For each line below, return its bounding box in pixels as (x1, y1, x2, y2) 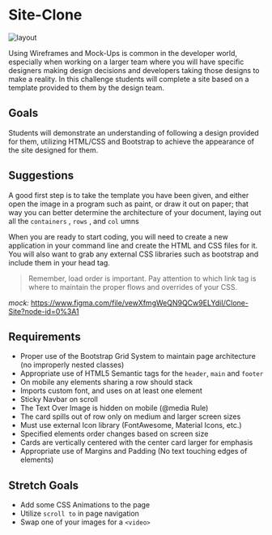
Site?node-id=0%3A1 (8, 306, 79, 316)
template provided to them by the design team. (8, 83, 164, 93)
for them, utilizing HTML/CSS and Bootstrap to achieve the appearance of (8, 136, 255, 146)
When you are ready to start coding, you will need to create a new (8, 231, 228, 241)
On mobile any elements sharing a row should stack (19, 378, 193, 387)
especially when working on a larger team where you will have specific (8, 57, 244, 67)
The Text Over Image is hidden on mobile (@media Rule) (19, 403, 209, 413)
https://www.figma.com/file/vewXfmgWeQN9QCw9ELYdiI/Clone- (31, 298, 249, 308)
